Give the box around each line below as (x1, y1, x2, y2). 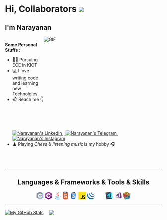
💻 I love (12, 68, 30, 73)
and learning (12, 80, 38, 86)
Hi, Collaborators (5, 3, 77, 15)
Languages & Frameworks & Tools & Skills (17, 178, 150, 187)
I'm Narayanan (5, 23, 52, 32)
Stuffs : (5, 47, 21, 53)
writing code (12, 75, 38, 81)
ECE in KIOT (12, 62, 37, 68)
